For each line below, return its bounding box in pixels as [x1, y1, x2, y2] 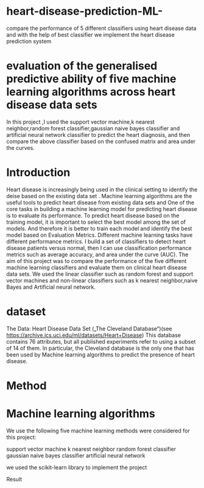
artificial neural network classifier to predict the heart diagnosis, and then [6, 131, 191, 138]
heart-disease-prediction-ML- [6, 4, 163, 18]
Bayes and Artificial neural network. [6, 283, 96, 290]
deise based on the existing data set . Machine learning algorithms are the [6, 192, 192, 199]
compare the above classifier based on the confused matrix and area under [6, 138, 196, 145]
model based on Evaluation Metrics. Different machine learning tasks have [6, 231, 193, 238]
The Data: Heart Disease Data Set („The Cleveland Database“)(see [6, 325, 172, 332]
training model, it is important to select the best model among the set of [6, 218, 186, 226]
